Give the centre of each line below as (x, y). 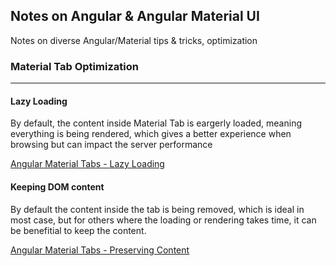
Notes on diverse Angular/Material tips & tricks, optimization (134, 40)
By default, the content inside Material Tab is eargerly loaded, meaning (156, 123)
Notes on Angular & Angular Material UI (135, 16)
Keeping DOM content (57, 186)
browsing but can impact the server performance (111, 145)
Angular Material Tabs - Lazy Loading (87, 164)
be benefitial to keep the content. (78, 230)
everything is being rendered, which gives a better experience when (151, 134)
